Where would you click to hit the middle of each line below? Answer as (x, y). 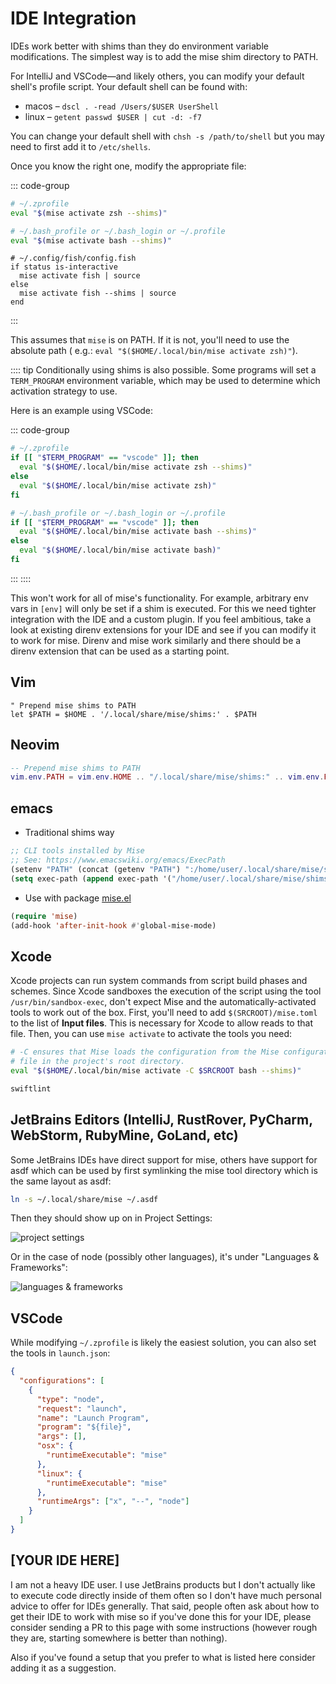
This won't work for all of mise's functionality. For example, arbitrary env (159, 598)
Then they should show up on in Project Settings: (111, 1218)
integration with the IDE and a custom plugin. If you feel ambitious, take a (161, 619)
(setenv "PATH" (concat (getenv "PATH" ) (96, 869)
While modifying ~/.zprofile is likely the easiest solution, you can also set (163, 1343)
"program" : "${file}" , (84, 1427)
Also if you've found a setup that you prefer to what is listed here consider (163, 1657)
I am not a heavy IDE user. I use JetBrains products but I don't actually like (163, 1584)
